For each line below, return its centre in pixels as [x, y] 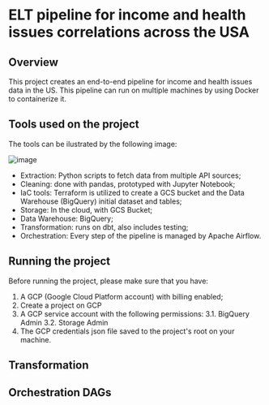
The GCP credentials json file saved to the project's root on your [127, 331]
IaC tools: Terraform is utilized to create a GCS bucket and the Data [132, 192]
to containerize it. [38, 99]
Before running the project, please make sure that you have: [109, 281]
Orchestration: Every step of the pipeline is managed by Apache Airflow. [141, 235]
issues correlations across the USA [129, 32]
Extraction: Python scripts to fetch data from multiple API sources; [130, 175]
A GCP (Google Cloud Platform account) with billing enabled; [122, 296]
